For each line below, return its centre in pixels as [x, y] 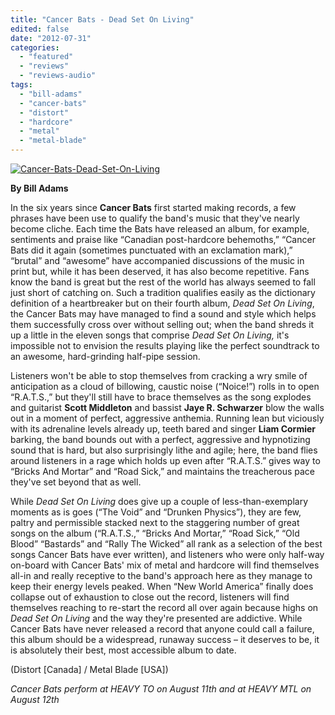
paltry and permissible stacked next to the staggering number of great [155, 522]
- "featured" [46, 57]
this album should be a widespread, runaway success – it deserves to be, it [165, 639]
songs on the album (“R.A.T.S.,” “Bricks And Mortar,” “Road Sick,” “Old [155, 533]
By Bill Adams [39, 188]
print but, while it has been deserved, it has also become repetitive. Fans [160, 271]
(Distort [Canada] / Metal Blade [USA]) [89, 669]
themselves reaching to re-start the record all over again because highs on [164, 607]
